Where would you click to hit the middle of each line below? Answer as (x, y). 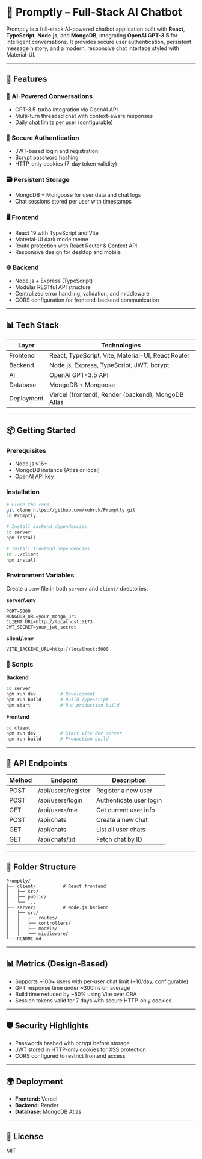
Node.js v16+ (31, 464)
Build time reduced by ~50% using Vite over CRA (76, 994)
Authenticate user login (129, 800)
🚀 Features (27, 79)
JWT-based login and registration (57, 151)
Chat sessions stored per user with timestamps (73, 202)
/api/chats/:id (57, 839)
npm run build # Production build (58, 739)
